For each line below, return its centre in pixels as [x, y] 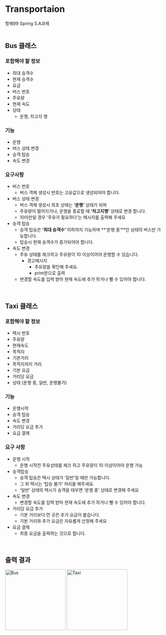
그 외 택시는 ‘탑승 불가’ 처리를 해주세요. [57, 483]
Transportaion [35, 9]
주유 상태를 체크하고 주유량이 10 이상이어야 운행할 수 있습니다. [79, 255]
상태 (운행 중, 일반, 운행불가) [40, 382]
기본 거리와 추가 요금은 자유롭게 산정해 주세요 [63, 521]
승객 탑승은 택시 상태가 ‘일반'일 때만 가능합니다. [65, 477]
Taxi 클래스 [21, 306]
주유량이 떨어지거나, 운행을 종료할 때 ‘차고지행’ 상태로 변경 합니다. [83, 211]
